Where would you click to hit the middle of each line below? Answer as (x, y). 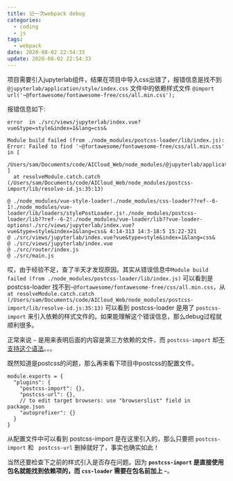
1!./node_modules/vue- (40, 207)
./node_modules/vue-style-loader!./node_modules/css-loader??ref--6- (116, 201)
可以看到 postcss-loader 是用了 (150, 307)
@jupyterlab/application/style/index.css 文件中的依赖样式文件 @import (111, 88)
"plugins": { (32, 382)
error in (21, 122)
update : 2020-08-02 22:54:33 (49, 59)
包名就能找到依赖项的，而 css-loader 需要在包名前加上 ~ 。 (90, 471)
